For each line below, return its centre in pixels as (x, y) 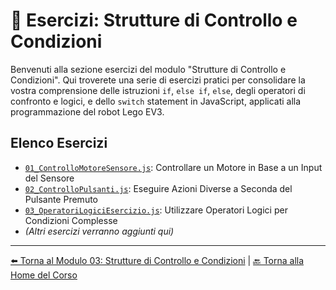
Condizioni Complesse (71, 220)
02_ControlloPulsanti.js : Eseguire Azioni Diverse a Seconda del (158, 188)
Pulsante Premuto (61, 199)
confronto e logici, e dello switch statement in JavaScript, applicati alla (156, 101)
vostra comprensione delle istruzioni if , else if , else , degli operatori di (158, 90)
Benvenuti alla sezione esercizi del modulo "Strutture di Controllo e (148, 69)
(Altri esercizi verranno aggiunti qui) (99, 231)
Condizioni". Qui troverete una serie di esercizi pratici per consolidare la (158, 80)
